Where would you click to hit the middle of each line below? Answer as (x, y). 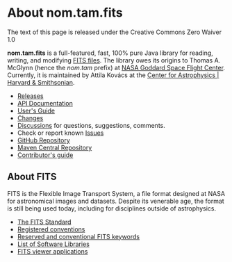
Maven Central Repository (55, 147)
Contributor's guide (45, 155)
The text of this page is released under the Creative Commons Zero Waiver (115, 32)
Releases (30, 96)
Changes (30, 118)
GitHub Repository (44, 140)
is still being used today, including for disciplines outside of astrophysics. (112, 208)
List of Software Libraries (53, 244)
